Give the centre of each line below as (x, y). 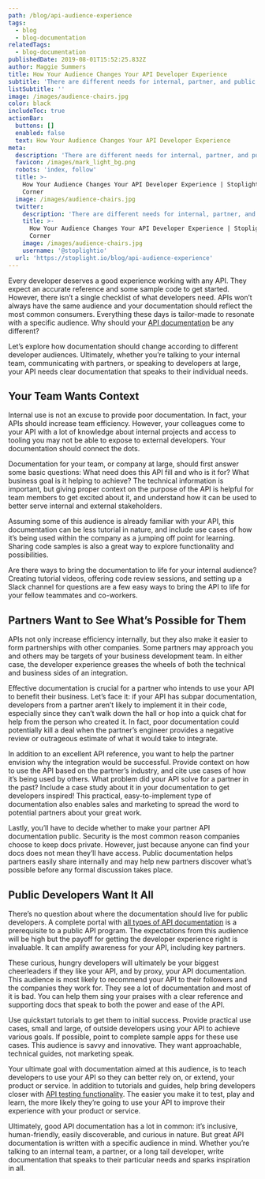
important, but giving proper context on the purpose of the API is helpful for (131, 489)
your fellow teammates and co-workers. (73, 595)
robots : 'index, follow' (56, 170)
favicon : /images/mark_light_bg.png (75, 163)
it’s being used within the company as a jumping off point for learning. (121, 538)
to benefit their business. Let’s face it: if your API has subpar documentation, (132, 697)
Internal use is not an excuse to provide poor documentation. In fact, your (127, 415)
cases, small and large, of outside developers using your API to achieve (124, 1028)
